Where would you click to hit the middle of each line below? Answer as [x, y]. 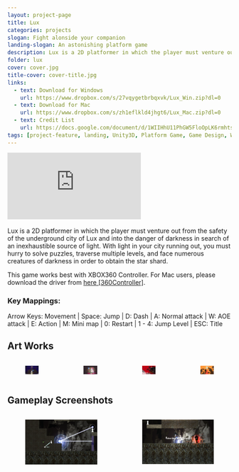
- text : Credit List [44, 120]
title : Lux [23, 22]
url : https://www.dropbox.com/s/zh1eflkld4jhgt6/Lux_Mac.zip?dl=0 [121, 113]
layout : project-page [39, 15]
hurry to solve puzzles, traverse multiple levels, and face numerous [106, 253]
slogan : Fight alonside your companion [67, 38]
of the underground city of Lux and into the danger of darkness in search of [118, 238]
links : [17, 83]
